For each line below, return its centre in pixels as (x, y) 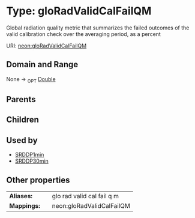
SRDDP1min (29, 155)
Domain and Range (42, 65)
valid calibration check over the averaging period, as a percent (83, 34)
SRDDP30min (32, 161)
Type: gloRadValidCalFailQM (79, 11)
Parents (21, 99)
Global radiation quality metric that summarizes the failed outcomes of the (98, 28)
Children (22, 120)
